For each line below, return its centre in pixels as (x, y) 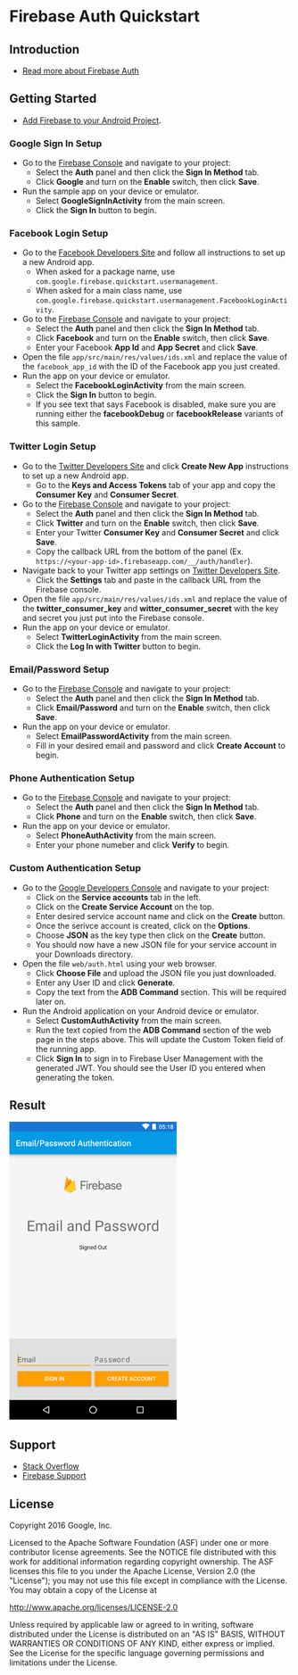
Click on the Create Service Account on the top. (124, 907)
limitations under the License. (63, 1663)
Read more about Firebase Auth (81, 70)
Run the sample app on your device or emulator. (110, 191)
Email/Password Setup (59, 669)
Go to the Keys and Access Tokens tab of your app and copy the (155, 485)
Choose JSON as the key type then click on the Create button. (150, 935)
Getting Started (53, 99)
